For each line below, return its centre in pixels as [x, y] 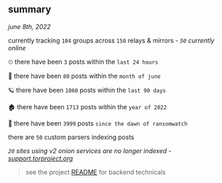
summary [30, 10]
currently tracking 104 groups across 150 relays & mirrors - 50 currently [111, 40]
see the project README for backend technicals [95, 172]
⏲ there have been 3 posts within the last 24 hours [83, 62]
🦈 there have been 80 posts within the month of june [84, 76]
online [17, 48]
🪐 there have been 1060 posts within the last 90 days [87, 90]
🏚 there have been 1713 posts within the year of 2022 [88, 106]
